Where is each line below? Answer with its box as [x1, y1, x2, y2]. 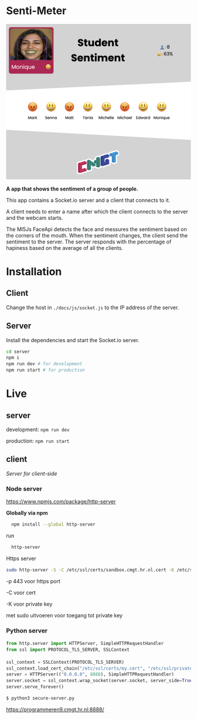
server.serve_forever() [6, 684, 64, 690]
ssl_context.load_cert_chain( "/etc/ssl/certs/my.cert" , [6, 666, 145, 671]
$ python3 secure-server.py [6, 695, 75, 701]
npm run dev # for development [6, 361, 83, 367]
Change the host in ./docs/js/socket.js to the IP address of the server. [6, 304, 179, 311]
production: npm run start [6, 437, 70, 444]
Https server [6, 554, 36, 562]
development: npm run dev [6, 426, 70, 433]
